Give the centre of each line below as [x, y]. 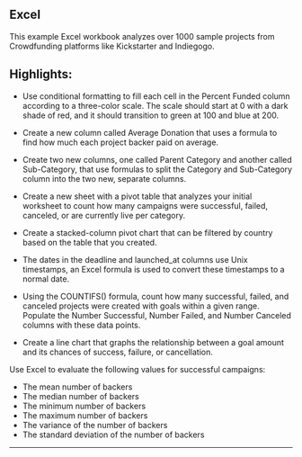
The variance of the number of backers [95, 425]
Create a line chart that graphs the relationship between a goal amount [153, 342]
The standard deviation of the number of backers [113, 435]
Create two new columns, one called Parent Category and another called [157, 159]
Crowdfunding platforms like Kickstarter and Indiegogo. [112, 46]
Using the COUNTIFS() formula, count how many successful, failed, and [155, 296]
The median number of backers [80, 396]
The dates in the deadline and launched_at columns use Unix [135, 259]
